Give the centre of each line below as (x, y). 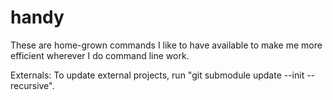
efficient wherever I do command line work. (100, 55)
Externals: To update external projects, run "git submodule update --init (157, 75)
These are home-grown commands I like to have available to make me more (166, 45)
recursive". (32, 85)
